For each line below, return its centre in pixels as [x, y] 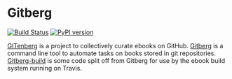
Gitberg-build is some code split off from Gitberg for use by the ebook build [116, 60]
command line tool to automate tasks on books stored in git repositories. [111, 53]
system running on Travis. [45, 68]
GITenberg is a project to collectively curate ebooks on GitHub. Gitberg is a [115, 45]
